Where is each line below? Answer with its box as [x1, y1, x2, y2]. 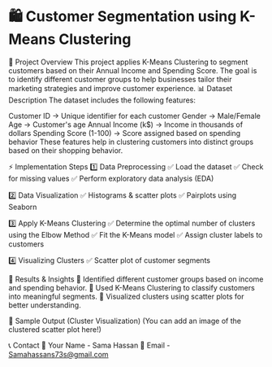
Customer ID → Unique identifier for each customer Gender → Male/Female [8, 111, 261, 120]
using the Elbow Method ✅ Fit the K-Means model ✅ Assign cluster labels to [8, 229, 263, 239]
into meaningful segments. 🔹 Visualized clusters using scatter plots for [8, 291, 244, 301]
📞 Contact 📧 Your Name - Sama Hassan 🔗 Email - [8, 340, 171, 350]
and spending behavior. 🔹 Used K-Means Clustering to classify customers [8, 282, 256, 292]
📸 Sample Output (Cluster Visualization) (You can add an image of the [8, 316, 242, 325]
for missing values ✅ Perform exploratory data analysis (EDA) [8, 173, 214, 183]
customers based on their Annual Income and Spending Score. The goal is [8, 65, 257, 75]
